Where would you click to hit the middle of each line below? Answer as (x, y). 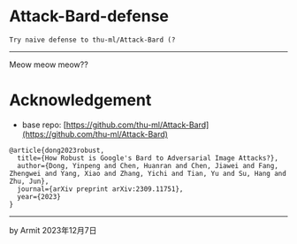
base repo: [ (44, 125)
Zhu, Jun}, (29, 181)
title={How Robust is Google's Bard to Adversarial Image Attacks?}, (148, 158)
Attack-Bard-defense (89, 16)
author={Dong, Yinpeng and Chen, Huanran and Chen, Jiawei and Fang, (148, 165)
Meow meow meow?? (49, 65)
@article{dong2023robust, (57, 150)
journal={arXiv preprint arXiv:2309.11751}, (100, 189)
